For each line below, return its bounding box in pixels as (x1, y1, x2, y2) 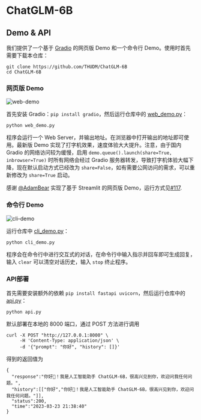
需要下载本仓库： (6, 52, 49, 59)
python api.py (6, 309, 42, 315)
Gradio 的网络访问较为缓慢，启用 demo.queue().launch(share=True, (6, 149, 172, 156)
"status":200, (11, 398, 47, 404)
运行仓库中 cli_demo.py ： (6, 227, 69, 235)
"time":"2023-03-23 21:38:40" (11, 403, 87, 409)
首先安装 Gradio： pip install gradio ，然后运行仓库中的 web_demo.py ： (6, 111, 188, 118)
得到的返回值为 (6, 355, 43, 362)
